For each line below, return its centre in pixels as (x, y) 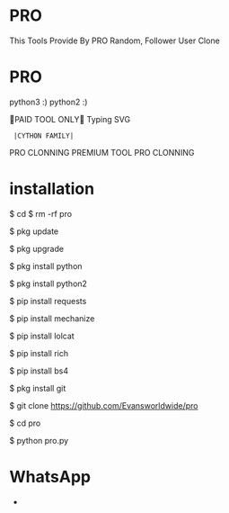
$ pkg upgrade (37, 248)
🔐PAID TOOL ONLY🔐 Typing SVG (70, 119)
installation (52, 189)
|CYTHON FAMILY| (44, 136)
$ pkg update (34, 231)
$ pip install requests (48, 301)
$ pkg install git (38, 388)
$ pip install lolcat (42, 336)
